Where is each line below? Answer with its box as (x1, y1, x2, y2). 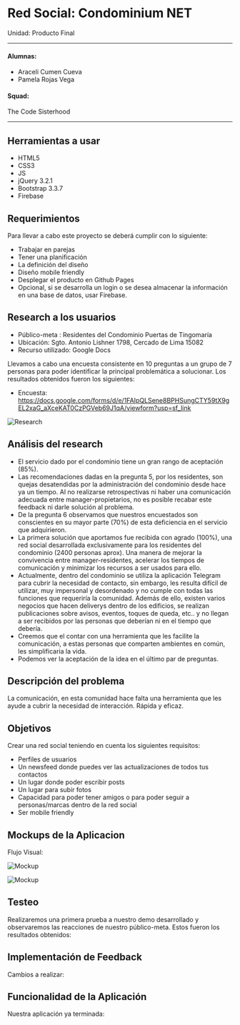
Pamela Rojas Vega (17, 75, 75, 84)
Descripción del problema (7, 675, 125, 687)
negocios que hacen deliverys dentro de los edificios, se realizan (17, 601, 209, 610)
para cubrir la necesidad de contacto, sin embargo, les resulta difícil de (17, 579, 228, 587)
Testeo (7, 896, 39, 909)
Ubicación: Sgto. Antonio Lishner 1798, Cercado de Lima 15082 (17, 338, 204, 346)
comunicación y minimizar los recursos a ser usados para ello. (17, 563, 202, 572)
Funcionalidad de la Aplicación (7, 991, 147, 1003)
